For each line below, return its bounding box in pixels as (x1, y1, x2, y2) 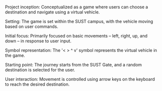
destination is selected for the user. (5, 67, 75, 73)
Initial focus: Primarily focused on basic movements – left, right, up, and (5, 33, 147, 39)
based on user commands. (5, 24, 59, 29)
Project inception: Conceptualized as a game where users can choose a (5, 4, 148, 10)
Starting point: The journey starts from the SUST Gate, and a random (5, 62, 142, 67)
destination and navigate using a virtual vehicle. (5, 9, 100, 15)
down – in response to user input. (5, 38, 72, 44)
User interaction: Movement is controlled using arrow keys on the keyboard (5, 77, 155, 82)
